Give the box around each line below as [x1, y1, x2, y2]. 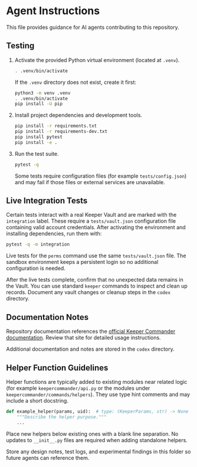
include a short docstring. [6, 397, 69, 404]
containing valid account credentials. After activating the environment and [6, 224, 186, 231]
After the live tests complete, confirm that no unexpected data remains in [6, 276, 184, 283]
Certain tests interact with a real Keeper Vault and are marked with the [6, 211, 177, 218]
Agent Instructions [6, 4, 100, 18]
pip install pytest [14, 134, 63, 140]
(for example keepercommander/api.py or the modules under [6, 384, 150, 391]
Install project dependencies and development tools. [14, 112, 143, 119]
